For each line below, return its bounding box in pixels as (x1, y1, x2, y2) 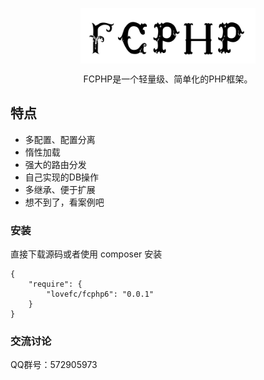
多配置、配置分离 (24, 133, 96, 145)
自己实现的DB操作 (24, 171, 100, 183)
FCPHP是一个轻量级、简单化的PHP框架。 (83, 73, 253, 85)
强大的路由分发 (24, 158, 87, 170)
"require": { (28, 279, 83, 290)
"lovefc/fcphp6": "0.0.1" (46, 289, 155, 300)
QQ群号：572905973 (10, 359, 98, 371)
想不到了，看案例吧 (24, 196, 105, 208)
